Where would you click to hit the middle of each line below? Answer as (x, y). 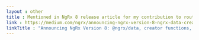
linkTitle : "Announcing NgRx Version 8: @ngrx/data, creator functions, (99, 28)
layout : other (25, 11)
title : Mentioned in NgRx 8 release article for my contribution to (94, 17)
